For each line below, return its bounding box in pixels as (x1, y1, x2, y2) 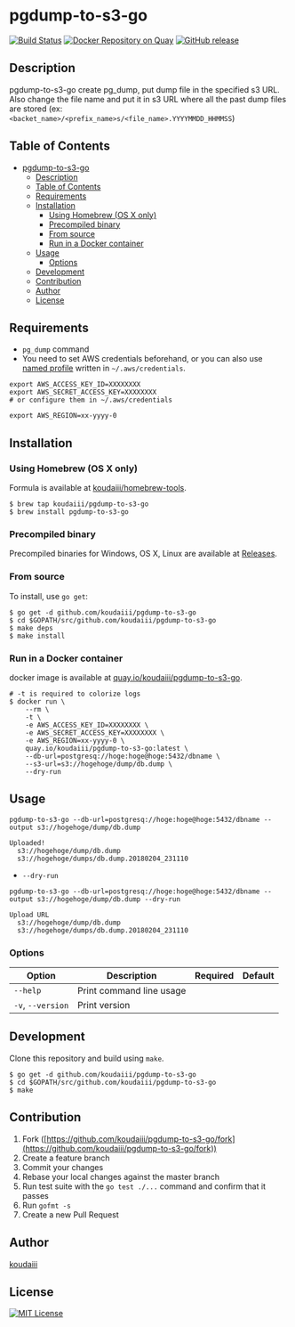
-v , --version (13, 999, 69, 1012)
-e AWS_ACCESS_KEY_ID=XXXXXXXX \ (25, 720, 149, 729)
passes (21, 1190, 49, 1201)
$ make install (9, 631, 66, 640)
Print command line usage (76, 985, 187, 997)
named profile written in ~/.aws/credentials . (21, 362, 187, 374)
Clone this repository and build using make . (9, 1053, 164, 1063)
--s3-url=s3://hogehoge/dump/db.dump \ (25, 759, 173, 769)
